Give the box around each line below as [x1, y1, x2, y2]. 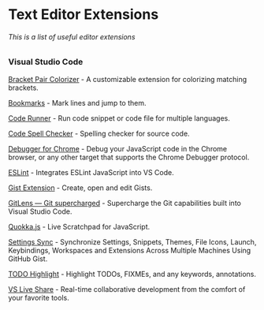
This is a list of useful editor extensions [8, 32, 136, 41]
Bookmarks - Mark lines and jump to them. [8, 98, 147, 107]
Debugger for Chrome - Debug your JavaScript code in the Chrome [8, 144, 227, 153]
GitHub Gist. [8, 254, 48, 263]
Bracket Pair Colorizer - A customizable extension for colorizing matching [8, 74, 247, 84]
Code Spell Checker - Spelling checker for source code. [8, 129, 191, 138]
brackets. [8, 83, 39, 92]
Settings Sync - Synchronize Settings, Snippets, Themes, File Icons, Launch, [8, 237, 257, 246]
